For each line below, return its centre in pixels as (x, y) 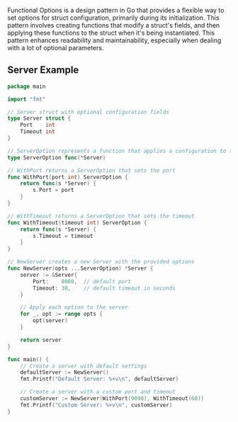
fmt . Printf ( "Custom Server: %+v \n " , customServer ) (96, 405)
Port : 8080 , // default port (82, 281)
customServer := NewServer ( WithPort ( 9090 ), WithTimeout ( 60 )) (112, 399)
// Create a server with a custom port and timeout (98, 392)
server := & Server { (49, 275)
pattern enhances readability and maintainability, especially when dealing (114, 40)
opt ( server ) (51, 321)
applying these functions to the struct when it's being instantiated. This (111, 33)
